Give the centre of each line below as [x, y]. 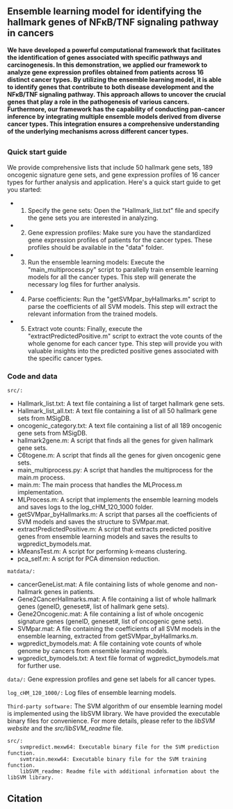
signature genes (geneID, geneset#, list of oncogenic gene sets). [110, 621]
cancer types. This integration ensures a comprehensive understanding [113, 124]
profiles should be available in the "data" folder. [96, 247]
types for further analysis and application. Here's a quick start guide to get [114, 182]
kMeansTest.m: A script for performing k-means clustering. [102, 551]
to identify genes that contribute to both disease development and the [111, 87]
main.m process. [41, 477]
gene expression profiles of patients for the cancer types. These [120, 240]
